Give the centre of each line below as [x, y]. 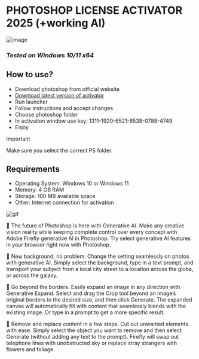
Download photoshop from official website [67, 89]
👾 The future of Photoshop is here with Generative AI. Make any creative [95, 226]
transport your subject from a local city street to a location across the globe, [100, 269]
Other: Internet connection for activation [65, 203]
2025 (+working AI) [56, 23]
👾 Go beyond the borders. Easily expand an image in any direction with [93, 287]
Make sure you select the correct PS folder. [59, 150]
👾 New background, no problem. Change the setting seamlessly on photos [98, 256]
